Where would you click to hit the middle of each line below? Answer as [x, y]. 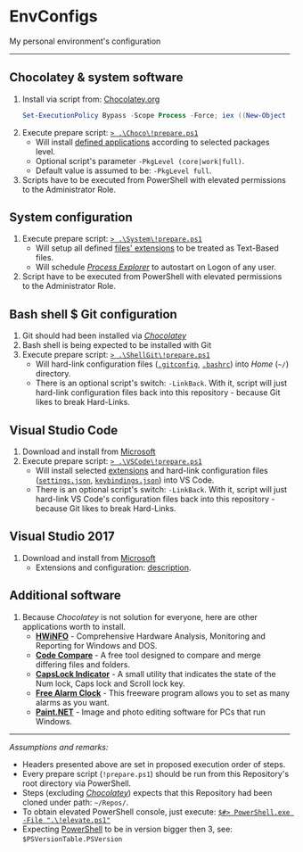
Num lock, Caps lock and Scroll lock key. [110, 683]
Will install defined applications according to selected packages [152, 142]
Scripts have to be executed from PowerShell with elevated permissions [154, 179]
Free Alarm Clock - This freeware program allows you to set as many [163, 692]
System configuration [71, 217]
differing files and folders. [83, 664]
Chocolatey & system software [97, 78]
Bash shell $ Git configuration [94, 314]
